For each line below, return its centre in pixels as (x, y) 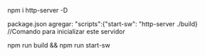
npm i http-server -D (38, 10)
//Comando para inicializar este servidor (67, 32)
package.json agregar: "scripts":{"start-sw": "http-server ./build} (102, 24)
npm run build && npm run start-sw (59, 45)
